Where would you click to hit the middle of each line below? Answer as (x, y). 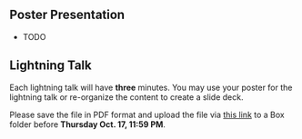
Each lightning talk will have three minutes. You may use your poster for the (151, 87)
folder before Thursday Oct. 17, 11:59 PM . (88, 124)
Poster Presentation (67, 15)
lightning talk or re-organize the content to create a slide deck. (126, 97)
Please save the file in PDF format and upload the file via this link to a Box (147, 114)
